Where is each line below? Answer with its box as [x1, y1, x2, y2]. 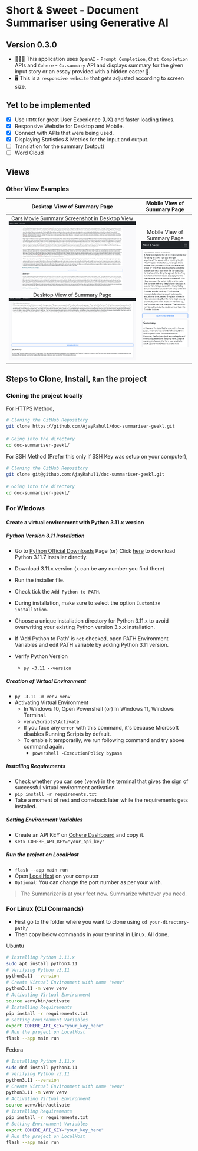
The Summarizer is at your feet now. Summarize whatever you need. [20, 890, 187, 897]
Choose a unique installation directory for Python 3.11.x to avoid [14, 617, 169, 624]
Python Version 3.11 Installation [6, 532, 85, 539]
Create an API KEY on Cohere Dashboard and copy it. [14, 831, 145, 838]
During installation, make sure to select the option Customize [14, 599, 161, 607]
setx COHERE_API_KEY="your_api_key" [14, 839, 105, 844]
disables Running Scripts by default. [23, 730, 111, 737]
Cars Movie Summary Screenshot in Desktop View [11, 214, 134, 222]
